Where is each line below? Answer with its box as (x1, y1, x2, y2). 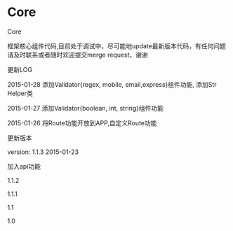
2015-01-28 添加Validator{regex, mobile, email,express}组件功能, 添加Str (7, 80, 217, 88)
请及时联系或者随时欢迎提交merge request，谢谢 (7, 50, 149, 59)
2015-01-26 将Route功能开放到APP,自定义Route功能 (7, 118, 157, 127)
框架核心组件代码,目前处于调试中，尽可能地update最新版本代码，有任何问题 (7, 41, 226, 50)
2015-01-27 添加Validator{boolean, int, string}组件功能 (7, 104, 164, 112)
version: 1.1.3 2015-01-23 (7, 148, 79, 156)
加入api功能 (7, 162, 41, 170)
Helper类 (7, 89, 33, 97)
